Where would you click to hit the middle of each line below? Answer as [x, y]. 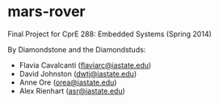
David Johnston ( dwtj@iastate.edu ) [78, 73]
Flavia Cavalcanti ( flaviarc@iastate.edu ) [85, 65]
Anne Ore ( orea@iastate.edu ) [68, 82]
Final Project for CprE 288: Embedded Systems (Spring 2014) [109, 34]
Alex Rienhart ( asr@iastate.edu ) [72, 90]
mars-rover [46, 12]
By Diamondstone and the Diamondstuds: [77, 49]
